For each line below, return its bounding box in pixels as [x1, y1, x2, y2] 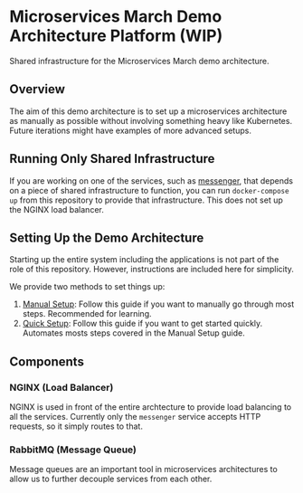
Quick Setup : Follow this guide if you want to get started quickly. [22, 318, 263, 329]
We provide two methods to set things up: [9, 281, 166, 292]
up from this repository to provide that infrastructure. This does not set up [9, 194, 283, 205]
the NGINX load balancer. [9, 204, 104, 214]
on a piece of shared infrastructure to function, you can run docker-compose [9, 185, 289, 195]
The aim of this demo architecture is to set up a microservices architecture [9, 106, 288, 117]
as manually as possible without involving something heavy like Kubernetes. [9, 115, 292, 126]
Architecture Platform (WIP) [9, 25, 223, 46]
